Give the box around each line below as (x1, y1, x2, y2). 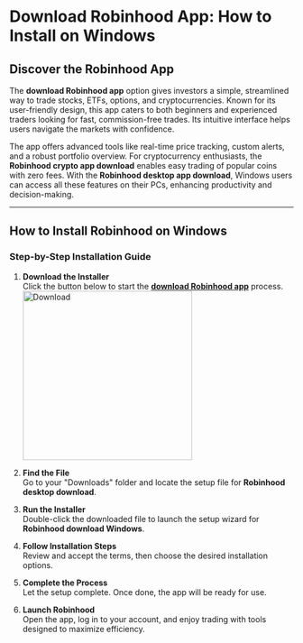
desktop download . (22, 486, 96, 497)
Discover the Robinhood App (9, 61, 174, 77)
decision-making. (9, 189, 75, 199)
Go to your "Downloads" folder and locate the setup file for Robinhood (22, 476, 286, 488)
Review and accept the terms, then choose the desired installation (22, 550, 269, 561)
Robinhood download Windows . (22, 523, 145, 534)
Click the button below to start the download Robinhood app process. (22, 280, 284, 291)
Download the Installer (22, 271, 110, 281)
